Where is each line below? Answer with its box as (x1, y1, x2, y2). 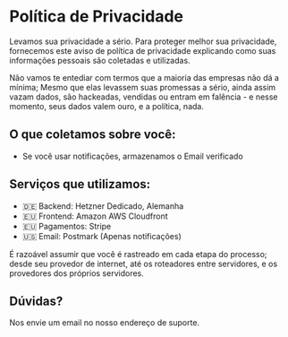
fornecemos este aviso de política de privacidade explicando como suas (9, 45, 276, 56)
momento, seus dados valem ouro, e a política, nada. (9, 100, 204, 111)
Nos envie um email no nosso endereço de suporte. (9, 317, 199, 328)
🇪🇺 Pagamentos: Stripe (21, 220, 112, 231)
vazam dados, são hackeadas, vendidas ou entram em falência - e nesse (9, 91, 279, 102)
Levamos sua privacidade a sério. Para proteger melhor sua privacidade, (9, 36, 277, 47)
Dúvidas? (9, 293, 64, 308)
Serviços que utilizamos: (9, 177, 151, 192)
